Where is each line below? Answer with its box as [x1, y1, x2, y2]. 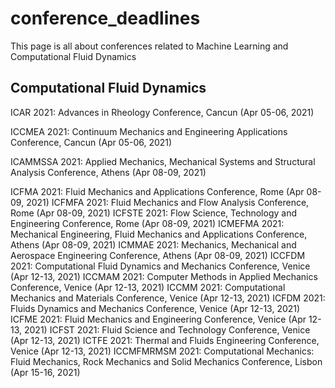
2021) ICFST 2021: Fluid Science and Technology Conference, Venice [23, 323, 311, 336]
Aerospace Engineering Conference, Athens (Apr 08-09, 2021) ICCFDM [10, 249, 306, 261]
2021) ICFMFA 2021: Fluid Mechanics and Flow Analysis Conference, [26, 196, 310, 208]
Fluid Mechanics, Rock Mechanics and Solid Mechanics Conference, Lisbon [10, 355, 323, 367]
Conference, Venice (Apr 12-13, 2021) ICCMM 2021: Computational [10, 281, 286, 293]
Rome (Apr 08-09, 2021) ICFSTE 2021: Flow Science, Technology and [10, 207, 298, 219]
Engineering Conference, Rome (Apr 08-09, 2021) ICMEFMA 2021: [10, 217, 285, 229]
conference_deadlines [10, 7, 201, 30]
